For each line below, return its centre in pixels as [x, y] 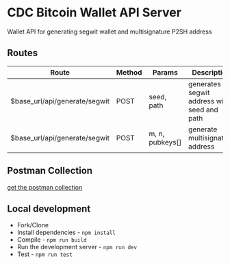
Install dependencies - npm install [66, 232]
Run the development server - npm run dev [77, 247]
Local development [49, 209]
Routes [23, 53]
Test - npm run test [45, 254]
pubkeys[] [165, 142]
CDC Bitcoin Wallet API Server [94, 13]
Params [165, 72]
